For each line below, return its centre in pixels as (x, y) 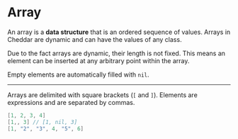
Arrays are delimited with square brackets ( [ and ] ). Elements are (103, 95)
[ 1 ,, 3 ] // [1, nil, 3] (42, 122)
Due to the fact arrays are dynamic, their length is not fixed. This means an (116, 53)
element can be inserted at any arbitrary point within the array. (98, 60)
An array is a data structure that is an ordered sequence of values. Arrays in (119, 32)
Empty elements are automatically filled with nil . (79, 74)
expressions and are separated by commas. (71, 102)
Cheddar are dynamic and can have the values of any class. (95, 39)
